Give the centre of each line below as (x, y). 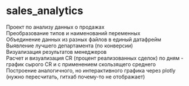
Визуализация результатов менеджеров (56, 51)
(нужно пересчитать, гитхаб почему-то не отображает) (75, 77)
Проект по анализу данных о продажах (55, 27)
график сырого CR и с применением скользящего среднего (81, 64)
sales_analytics (45, 11)
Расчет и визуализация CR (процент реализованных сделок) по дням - (95, 58)
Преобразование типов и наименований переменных (73, 33)
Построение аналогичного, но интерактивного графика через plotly (91, 70)
